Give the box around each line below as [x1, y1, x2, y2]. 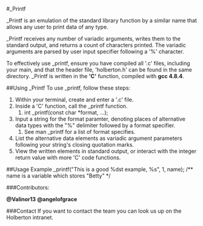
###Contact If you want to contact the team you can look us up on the [6, 207, 182, 214]
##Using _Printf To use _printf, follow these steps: [6, 84, 131, 91]
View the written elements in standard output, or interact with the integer [15, 148, 197, 155]
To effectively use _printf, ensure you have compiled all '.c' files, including [6, 60, 190, 67]
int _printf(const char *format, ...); [24, 109, 108, 116]
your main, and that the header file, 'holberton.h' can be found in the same [6, 66, 192, 73]
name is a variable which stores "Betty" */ [6, 172, 111, 179]
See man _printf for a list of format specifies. [24, 128, 136, 135]
